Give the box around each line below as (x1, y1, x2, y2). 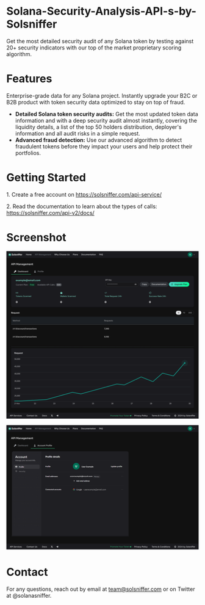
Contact (6, 565, 48, 579)
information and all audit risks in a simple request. (15, 129, 140, 137)
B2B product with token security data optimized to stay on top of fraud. (6, 98, 185, 106)
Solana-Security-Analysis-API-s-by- (6, 4, 197, 18)
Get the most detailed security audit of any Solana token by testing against (6, 37, 194, 45)
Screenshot (6, 231, 67, 244)
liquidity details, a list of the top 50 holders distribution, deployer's (15, 123, 182, 131)
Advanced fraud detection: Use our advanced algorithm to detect (15, 136, 182, 143)
